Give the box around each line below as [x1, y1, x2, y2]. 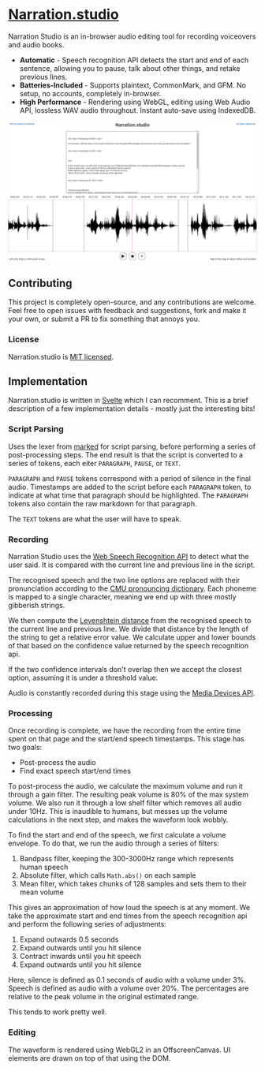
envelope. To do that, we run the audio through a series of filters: [8, 838, 219, 849]
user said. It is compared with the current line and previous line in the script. [8, 560, 256, 569]
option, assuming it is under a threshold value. [8, 673, 159, 682]
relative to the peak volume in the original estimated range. [8, 992, 200, 1002]
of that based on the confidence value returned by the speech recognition [8, 640, 249, 650]
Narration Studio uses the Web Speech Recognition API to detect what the [8, 551, 249, 561]
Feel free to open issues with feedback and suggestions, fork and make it [8, 306, 247, 315]
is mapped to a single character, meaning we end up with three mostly [8, 591, 237, 601]
